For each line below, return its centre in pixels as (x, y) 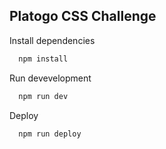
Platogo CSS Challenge (83, 16)
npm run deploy (50, 134)
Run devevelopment (50, 78)
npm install (43, 59)
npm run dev (43, 96)
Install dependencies (52, 40)
